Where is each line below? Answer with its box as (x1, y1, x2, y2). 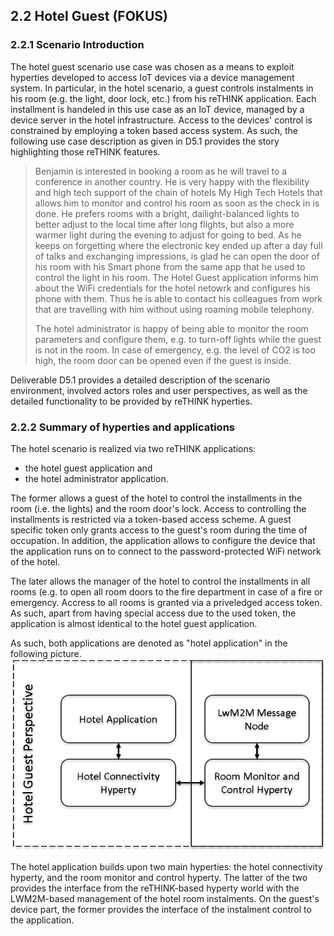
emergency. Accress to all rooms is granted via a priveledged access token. (10, 596, 323, 608)
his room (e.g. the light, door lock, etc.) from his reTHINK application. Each (10, 92, 317, 104)
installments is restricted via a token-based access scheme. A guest (10, 513, 292, 525)
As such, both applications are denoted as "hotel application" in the (10, 637, 288, 649)
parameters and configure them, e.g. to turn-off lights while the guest (34, 333, 322, 345)
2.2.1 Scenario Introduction (10, 38, 145, 52)
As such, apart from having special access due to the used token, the (10, 607, 297, 619)
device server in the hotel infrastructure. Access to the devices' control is (10, 114, 313, 126)
